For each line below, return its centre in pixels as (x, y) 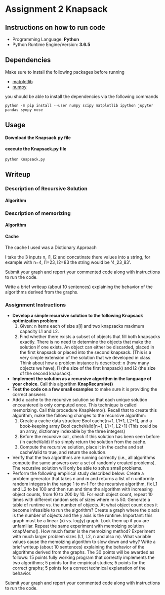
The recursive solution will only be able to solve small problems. (77, 468)
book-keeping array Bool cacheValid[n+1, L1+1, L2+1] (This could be (89, 426)
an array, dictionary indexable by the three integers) (72, 431)
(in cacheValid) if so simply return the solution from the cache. (83, 442)
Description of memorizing (38, 213)
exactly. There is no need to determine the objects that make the (85, 342)
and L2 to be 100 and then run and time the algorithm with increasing (82, 489)
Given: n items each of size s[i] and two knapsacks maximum (82, 326)
